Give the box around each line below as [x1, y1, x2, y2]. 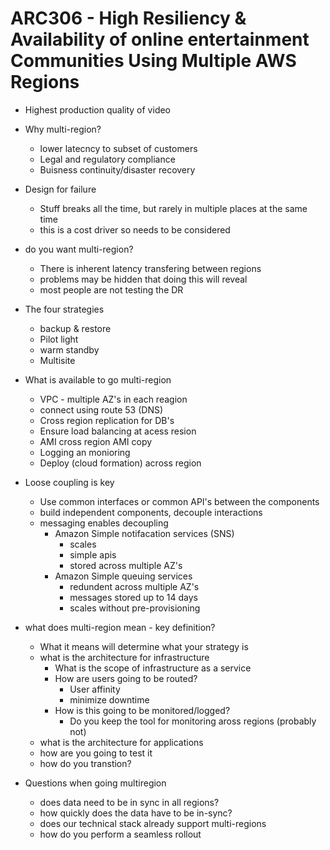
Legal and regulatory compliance [39, 153, 176, 165]
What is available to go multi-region [24, 373, 172, 386]
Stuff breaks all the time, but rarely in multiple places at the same [39, 202, 308, 214]
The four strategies [24, 303, 105, 315]
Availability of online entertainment [10, 28, 310, 51]
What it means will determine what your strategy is [39, 640, 249, 652]
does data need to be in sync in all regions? [39, 796, 220, 808]
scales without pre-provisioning [69, 602, 201, 614]
